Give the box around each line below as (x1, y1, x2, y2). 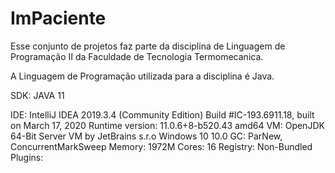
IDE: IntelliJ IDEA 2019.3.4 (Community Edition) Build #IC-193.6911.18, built (10, 108, 315, 121)
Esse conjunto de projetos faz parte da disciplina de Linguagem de (10, 40, 286, 52)
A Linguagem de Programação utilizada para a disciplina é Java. (10, 70, 275, 82)
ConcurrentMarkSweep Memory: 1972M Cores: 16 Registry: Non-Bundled (10, 140, 313, 152)
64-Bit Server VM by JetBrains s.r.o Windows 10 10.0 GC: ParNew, (10, 130, 283, 142)
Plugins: (10, 151, 44, 163)
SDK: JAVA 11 (10, 89, 65, 101)
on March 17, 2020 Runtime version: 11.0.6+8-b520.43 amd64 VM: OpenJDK (10, 119, 325, 131)
